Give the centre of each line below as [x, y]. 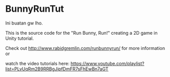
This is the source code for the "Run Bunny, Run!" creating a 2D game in [81, 33]
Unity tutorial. [20, 38]
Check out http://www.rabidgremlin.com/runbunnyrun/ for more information [85, 48]
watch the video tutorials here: [38, 63]
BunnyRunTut [35, 9]
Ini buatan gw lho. [24, 23]
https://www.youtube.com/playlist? [107, 63]
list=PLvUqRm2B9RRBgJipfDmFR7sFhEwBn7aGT [57, 69]
